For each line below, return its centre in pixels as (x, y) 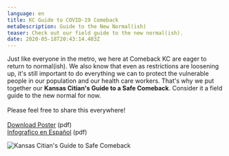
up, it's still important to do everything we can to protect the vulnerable (108, 74)
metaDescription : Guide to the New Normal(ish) (77, 26)
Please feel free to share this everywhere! (67, 110)
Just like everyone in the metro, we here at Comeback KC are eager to (107, 59)
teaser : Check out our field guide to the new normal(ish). (96, 33)
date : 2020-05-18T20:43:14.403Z (53, 39)
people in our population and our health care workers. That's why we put (111, 81)
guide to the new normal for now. (54, 96)
